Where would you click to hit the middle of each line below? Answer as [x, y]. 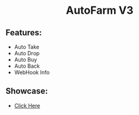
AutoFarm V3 [100, 10]
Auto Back [27, 66]
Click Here [27, 105]
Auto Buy [25, 60]
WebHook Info [32, 72]
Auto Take [27, 47]
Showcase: [27, 91]
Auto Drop [27, 53]
